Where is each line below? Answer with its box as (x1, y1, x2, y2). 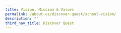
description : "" (5, 16, 39, 21)
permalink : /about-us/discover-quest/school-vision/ (5, 12, 117, 16)
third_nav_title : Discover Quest (5, 20, 74, 26)
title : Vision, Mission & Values (5, 7, 74, 12)
